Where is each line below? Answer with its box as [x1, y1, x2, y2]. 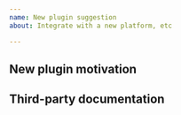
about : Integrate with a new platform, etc [9, 21, 173, 30]
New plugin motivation [9, 61, 138, 76]
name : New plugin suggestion [9, 12, 117, 22]
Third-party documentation [9, 92, 165, 107]
